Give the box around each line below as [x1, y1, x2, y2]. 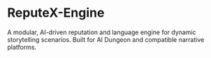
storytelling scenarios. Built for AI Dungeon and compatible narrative [7, 35, 205, 43]
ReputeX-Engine [7, 5, 105, 21]
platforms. [7, 43, 37, 51]
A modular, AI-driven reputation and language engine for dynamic [7, 28, 197, 36]
